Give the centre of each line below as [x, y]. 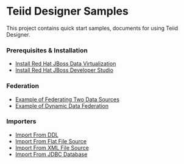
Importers [21, 121]
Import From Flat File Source [51, 141]
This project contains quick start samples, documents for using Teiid [92, 28]
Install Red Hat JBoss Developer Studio [64, 70]
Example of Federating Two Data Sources [67, 99]
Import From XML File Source [52, 148]
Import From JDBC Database [51, 154]
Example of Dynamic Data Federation [62, 105]
